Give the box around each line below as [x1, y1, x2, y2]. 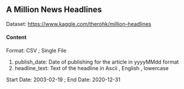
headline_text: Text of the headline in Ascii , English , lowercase [14, 65, 169, 72]
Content [6, 34, 27, 41]
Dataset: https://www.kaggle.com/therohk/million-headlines [6, 20, 152, 27]
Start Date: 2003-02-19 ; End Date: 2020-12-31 [6, 76, 121, 83]
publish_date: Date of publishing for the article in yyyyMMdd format [14, 58, 179, 65]
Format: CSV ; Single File [6, 47, 67, 54]
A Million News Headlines [6, 5, 102, 15]
